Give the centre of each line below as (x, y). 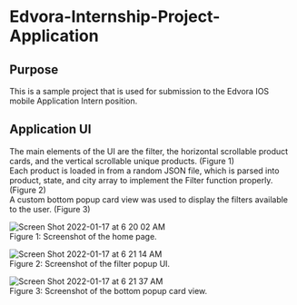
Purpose (34, 69)
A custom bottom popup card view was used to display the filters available (149, 199)
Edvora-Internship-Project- (115, 17)
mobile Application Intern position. (74, 101)
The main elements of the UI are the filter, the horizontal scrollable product (149, 151)
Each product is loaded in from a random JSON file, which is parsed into (144, 171)
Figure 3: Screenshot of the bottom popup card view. (109, 290)
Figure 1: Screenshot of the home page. (83, 236)
